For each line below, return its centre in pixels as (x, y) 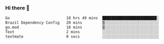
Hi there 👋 (18, 8)
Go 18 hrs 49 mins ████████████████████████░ (82, 18)
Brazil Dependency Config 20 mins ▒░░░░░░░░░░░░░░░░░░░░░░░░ (82, 23)
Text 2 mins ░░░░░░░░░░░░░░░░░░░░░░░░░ (82, 32)
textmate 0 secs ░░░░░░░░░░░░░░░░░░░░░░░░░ (82, 37)
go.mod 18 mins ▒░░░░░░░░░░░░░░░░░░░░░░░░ (82, 27)
